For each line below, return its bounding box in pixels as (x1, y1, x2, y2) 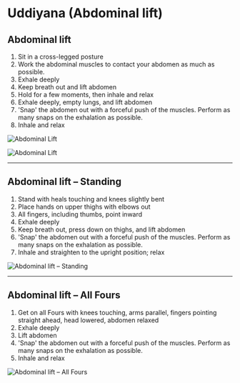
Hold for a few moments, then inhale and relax (17, 91, 154, 99)
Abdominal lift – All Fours (7, 289, 121, 302)
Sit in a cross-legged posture (17, 52, 104, 61)
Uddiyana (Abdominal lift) (7, 5, 163, 21)
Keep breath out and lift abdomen (17, 83, 116, 91)
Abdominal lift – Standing (7, 176, 121, 188)
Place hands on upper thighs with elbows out (17, 202, 151, 211)
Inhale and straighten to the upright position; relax (17, 248, 165, 257)
